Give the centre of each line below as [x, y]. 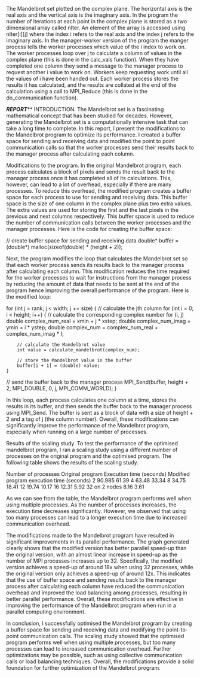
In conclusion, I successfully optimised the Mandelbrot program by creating [99, 623]
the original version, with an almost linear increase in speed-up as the [92, 554]
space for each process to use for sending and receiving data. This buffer [97, 197]
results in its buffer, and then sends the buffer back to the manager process [99, 406]
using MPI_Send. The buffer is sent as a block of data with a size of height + [100, 413]
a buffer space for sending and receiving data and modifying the [86, 630]
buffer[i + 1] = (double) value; [59, 366]
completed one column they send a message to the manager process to [95, 66]
